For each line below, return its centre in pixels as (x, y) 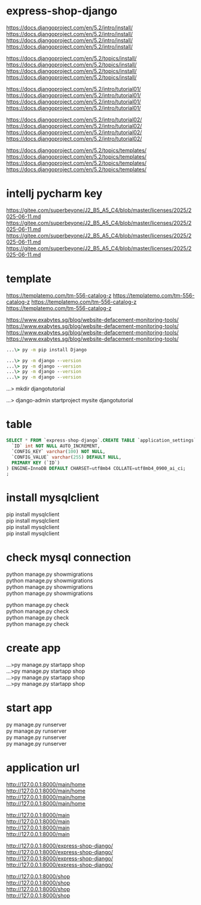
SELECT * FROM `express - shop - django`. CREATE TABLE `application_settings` (101, 441)
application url (43, 768)
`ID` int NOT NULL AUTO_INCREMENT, (56, 446)
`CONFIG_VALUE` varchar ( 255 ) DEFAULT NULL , (66, 457)
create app (33, 648)
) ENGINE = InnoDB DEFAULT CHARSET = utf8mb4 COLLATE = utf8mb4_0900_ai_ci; (96, 468)
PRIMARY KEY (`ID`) (36, 463)
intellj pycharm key (54, 194)
